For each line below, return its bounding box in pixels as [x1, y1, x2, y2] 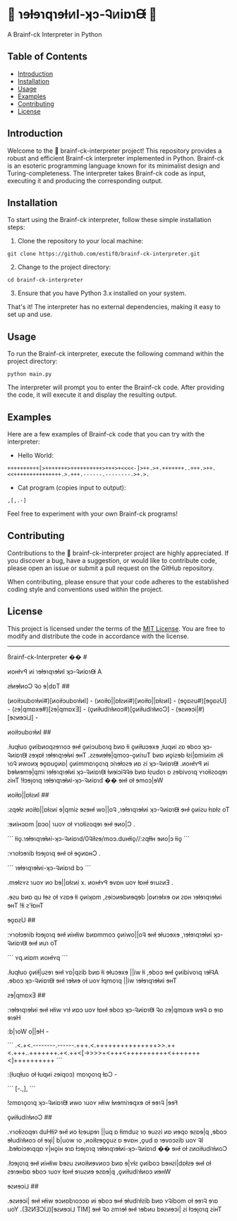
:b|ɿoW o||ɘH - [7, 1027, 49, 1036]
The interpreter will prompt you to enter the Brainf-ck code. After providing [7, 383, 224, 392]
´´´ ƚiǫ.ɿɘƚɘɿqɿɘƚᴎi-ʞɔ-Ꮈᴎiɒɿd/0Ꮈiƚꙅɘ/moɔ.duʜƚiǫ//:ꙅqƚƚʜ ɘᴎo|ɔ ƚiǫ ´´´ [7, 834, 190, 843]
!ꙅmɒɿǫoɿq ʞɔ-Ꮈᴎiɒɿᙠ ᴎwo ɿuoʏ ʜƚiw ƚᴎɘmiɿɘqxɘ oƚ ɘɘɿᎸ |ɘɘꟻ [7, 1098, 178, 1106]
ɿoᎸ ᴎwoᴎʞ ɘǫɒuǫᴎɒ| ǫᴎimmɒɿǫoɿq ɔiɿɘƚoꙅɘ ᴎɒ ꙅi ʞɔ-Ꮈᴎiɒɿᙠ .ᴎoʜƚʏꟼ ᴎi [7, 759, 209, 768]
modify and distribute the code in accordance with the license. [7, 632, 189, 640]
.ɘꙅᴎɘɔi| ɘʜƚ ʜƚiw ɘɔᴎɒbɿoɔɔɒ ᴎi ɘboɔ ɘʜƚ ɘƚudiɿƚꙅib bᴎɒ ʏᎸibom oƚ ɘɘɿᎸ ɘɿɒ [7, 1196, 219, 1205]
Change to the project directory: [17, 263, 111, 272]
